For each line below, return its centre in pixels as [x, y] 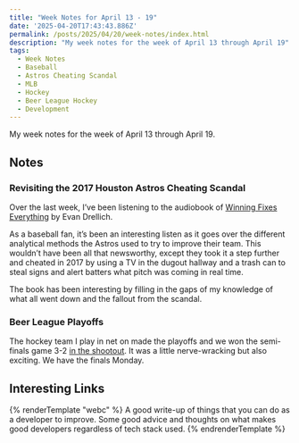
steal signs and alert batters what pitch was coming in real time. [126, 272]
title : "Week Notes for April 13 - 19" [83, 17]
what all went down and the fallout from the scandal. [106, 298]
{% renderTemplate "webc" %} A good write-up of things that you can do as [149, 410]
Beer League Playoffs [57, 322]
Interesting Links [57, 388]
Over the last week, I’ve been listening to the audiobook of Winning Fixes [143, 207]
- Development [43, 109]
